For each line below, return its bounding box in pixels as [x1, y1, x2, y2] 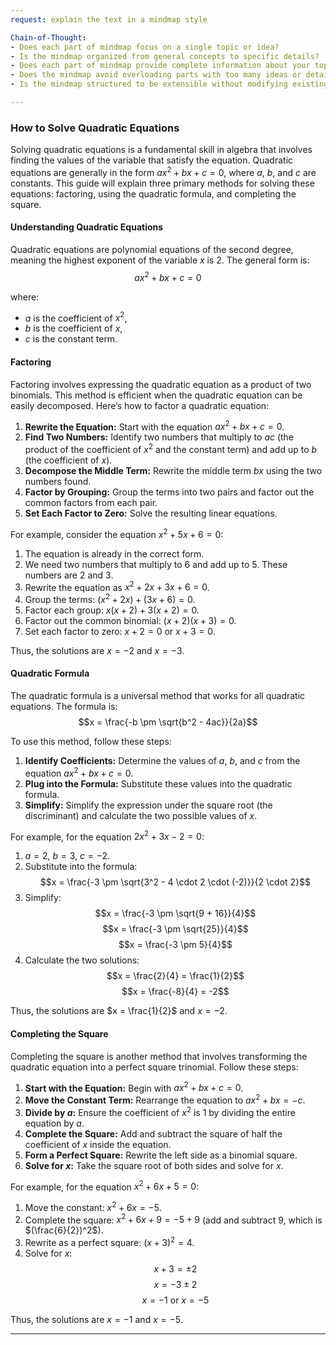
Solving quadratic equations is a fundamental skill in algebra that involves [10, 144, 313, 156]
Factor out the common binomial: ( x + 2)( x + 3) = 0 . [24, 614, 237, 626]
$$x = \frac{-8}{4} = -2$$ [121, 986, 230, 998]
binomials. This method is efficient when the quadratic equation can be [10, 389, 303, 401]
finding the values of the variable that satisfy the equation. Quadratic [10, 154, 294, 166]
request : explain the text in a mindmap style [10, 14, 208, 25]
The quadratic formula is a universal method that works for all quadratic [10, 690, 306, 702]
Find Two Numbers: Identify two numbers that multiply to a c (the [24, 431, 295, 443]
